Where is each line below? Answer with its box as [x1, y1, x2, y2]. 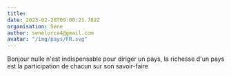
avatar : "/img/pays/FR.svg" [7, 36, 88, 43]
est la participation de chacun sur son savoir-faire [7, 62, 148, 70]
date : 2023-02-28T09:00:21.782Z [7, 17, 100, 23]
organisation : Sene [7, 23, 63, 30]
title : [7, 10, 26, 17]
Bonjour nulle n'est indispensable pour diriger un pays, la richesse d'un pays [7, 55, 225, 63]
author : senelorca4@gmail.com [7, 29, 94, 37]
